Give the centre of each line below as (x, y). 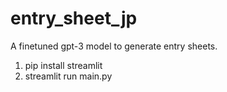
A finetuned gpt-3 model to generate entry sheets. (114, 46)
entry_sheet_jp (74, 18)
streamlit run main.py (68, 76)
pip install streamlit (63, 65)
